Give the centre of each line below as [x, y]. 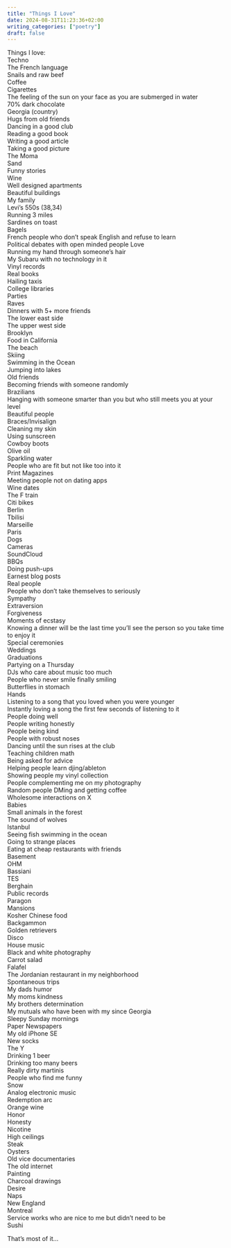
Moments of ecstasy [36, 621]
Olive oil [19, 451]
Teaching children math [41, 753]
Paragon [19, 901]
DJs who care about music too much [60, 672]
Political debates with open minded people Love [76, 244]
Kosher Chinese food [37, 916]
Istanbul [19, 827]
